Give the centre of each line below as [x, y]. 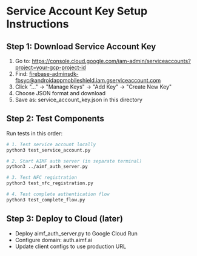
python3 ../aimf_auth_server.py [47, 167]
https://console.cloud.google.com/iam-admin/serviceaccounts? [111, 61]
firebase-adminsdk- [54, 74]
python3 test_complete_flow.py [46, 200]
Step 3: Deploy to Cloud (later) [65, 219]
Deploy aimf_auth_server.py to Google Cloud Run [76, 233]
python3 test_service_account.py [48, 150]
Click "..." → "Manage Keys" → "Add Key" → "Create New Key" [93, 87]
